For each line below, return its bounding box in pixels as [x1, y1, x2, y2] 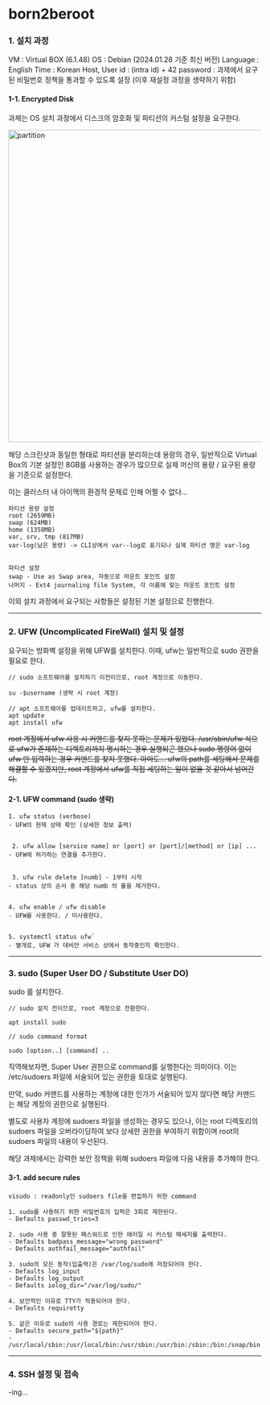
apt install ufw [8, 718, 63, 726]
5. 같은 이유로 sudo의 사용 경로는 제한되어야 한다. [8, 1320, 158, 1328]
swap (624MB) [8, 518, 52, 526]
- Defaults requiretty [8, 1303, 84, 1312]
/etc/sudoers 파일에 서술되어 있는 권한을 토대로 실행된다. [8, 1072, 188, 1082]
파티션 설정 [8, 563, 40, 572]
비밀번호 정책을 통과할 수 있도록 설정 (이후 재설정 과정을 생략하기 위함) [16, 75, 236, 85]
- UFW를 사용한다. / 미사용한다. [8, 912, 104, 920]
